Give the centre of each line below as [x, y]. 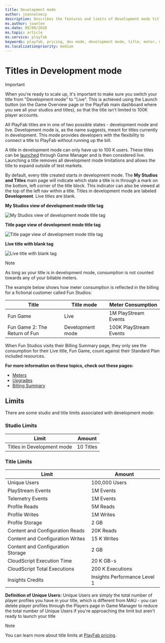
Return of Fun [23, 333]
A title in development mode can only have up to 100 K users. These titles [79, 150]
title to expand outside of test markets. [44, 165]
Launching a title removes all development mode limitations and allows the [80, 160]
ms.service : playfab [26, 37]
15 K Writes [105, 538]
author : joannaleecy [26, 14]
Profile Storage [25, 522]
